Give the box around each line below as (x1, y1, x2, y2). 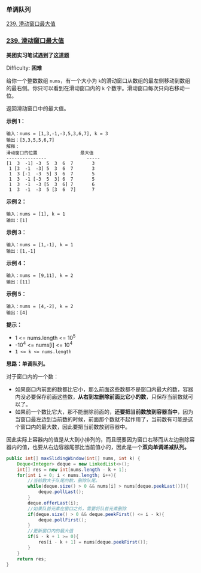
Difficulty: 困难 (6, 64, 42, 71)
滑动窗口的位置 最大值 (6, 150, 94, 156)
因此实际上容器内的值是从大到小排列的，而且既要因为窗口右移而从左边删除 (6, 435, 190, 443)
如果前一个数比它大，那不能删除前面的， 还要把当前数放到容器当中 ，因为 (14, 408, 193, 415)
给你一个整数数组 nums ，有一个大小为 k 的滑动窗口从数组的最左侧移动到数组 (6, 77, 190, 84)
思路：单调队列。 (6, 360, 48, 367)
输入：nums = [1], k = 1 (6, 211, 66, 217)
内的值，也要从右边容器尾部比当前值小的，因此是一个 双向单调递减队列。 (11, 443, 190, 450)
